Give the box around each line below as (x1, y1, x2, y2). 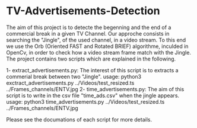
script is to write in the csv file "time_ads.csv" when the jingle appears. (6, 92, 180, 99)
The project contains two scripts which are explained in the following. (6, 55, 176, 62)
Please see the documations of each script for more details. (6, 116, 152, 123)
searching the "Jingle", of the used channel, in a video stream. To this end (6, 36, 186, 43)
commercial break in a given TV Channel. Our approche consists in (6, 30, 170, 37)
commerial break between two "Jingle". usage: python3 (6, 73, 141, 80)
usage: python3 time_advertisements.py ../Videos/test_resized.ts (6, 98, 165, 105)
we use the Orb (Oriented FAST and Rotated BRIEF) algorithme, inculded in (6, 43, 189, 50)
